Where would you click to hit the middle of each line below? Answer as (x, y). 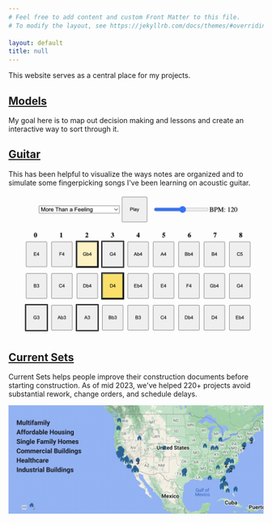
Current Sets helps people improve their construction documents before (129, 377)
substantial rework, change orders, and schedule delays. (103, 394)
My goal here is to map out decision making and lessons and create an (126, 120)
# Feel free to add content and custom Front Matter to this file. (125, 17)
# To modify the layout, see (57, 26)
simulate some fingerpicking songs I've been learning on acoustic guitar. (130, 182)
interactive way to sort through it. (64, 129)
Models (28, 101)
